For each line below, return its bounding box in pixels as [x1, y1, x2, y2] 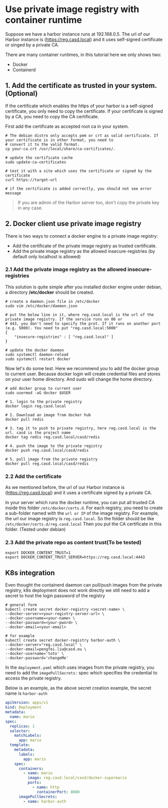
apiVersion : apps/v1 [5, 700, 49, 705]
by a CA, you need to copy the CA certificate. [5, 113, 99, 119]
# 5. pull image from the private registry [5, 457, 98, 462]
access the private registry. [5, 675, 62, 681]
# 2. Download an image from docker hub [5, 412, 92, 418]
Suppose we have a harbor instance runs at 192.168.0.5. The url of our [5, 31, 150, 37]
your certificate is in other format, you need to [5, 138, 114, 143]
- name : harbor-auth [23, 799, 66, 804]
